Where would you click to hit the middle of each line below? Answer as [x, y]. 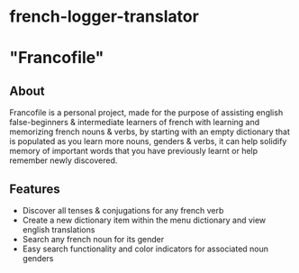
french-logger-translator [104, 17]
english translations [59, 230]
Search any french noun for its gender [93, 239]
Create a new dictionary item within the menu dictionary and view [144, 220]
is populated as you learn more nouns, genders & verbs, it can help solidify [148, 141]
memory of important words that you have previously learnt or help [134, 151]
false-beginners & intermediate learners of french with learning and [135, 123]
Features [35, 189]
